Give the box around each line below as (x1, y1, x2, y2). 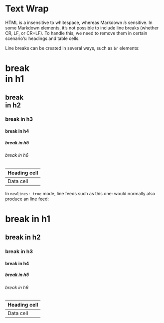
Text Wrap (5, 3, 49, 14)
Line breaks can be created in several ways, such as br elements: (5, 45, 140, 51)
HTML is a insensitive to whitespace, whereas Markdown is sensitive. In (5, 19, 153, 25)
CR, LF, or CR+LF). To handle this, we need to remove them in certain (5, 30, 148, 36)
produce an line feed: (5, 196, 49, 202)
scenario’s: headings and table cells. (5, 35, 80, 41)
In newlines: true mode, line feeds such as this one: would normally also (5, 190, 156, 196)
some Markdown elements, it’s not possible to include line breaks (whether (5, 24, 159, 30)
